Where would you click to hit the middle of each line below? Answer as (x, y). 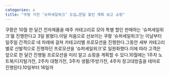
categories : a (20, 10)
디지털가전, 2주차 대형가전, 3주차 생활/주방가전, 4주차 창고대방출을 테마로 (88, 61)
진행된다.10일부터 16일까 (29, 67)
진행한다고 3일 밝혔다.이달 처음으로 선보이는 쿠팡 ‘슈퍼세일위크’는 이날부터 (89, 36)
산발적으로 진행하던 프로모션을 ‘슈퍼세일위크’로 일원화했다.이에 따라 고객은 (88, 48)
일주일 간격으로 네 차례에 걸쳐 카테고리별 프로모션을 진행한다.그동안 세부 (76, 42)
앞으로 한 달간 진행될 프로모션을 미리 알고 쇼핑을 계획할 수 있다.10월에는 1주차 (81, 55)
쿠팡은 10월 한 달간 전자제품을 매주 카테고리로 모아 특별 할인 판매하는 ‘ (74, 29)
